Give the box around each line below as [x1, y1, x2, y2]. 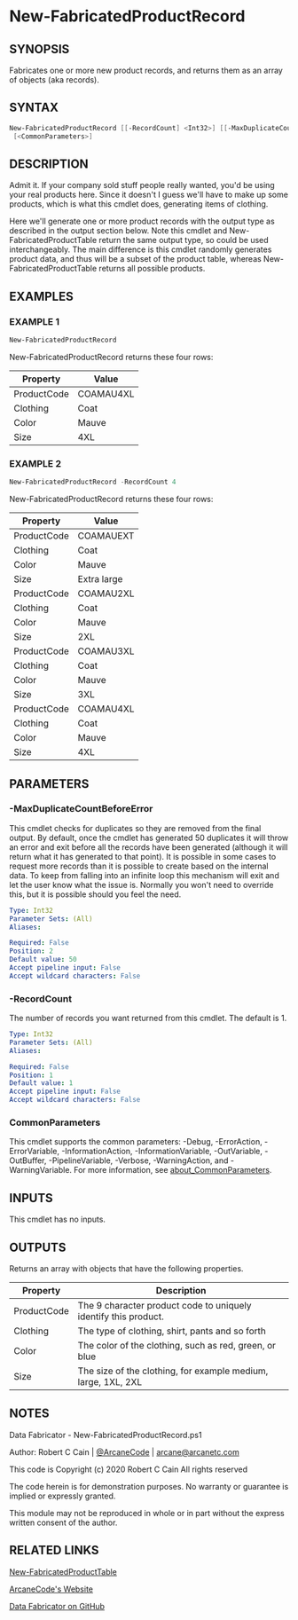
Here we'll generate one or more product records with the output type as [9, 216, 275, 227]
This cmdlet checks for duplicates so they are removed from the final [9, 822, 262, 833]
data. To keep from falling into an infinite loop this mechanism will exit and [9, 869, 279, 880]
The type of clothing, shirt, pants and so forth [77, 1325, 266, 1337]
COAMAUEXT [77, 530, 135, 542]
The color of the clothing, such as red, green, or [77, 1340, 277, 1352]
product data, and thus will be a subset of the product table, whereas [9, 254, 262, 264]
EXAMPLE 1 [9, 315, 60, 327]
